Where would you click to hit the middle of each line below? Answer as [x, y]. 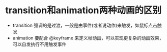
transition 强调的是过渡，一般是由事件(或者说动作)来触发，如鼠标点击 [85, 25]
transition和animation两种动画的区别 [83, 10]
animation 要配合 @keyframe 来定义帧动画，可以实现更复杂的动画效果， [88, 38]
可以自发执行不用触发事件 [39, 44]
